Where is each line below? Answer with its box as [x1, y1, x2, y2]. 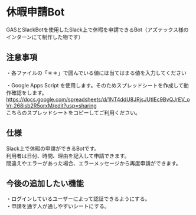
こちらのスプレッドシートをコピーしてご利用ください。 [6, 109, 141, 116]
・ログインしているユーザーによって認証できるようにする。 [6, 196, 151, 203]
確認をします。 [11, 89, 47, 96]
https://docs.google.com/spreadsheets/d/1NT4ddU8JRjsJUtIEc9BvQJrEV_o [6, 96, 190, 103]
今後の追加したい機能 [6, 178, 84, 188]
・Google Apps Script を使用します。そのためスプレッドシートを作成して [6, 82, 184, 89]
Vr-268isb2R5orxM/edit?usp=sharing [6, 102, 97, 109]
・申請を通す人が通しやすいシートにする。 [6, 203, 110, 210]
